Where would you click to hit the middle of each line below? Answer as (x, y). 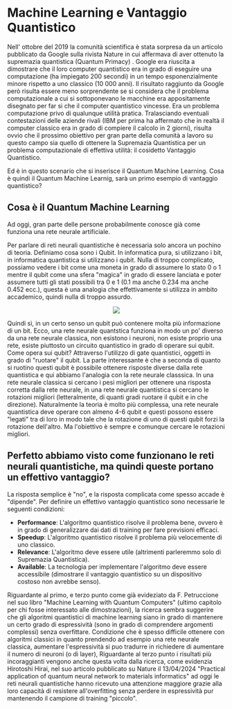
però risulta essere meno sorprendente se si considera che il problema (108, 91)
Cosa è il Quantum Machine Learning (88, 207)
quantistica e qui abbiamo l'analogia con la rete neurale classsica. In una (110, 375)
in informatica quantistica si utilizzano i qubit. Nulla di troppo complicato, (111, 260)
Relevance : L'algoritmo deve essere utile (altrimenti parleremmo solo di (119, 552)
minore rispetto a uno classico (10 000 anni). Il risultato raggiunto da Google (116, 83)
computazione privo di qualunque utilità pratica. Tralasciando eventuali (108, 113)
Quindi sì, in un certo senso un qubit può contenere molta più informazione (114, 323)
